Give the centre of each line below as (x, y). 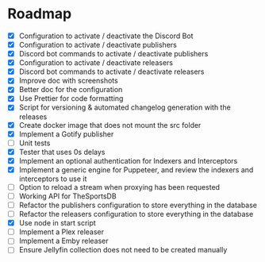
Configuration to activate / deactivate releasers (96, 63)
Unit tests (35, 143)
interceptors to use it (53, 179)
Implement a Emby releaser (63, 241)
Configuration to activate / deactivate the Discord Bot (106, 36)
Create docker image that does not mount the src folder (110, 125)
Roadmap (40, 14)
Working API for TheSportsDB (67, 196)
